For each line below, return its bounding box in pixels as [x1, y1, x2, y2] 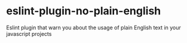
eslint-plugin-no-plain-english [6, 4, 161, 18]
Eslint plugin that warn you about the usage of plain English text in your [6, 24, 181, 31]
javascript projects [6, 30, 52, 37]
